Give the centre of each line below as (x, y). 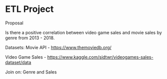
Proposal (14, 23)
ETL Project (29, 9)
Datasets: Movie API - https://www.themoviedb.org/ (58, 47)
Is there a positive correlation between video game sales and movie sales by (83, 32)
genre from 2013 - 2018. (30, 38)
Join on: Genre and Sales (31, 72)
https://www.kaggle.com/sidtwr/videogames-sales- (100, 57)
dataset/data (18, 62)
